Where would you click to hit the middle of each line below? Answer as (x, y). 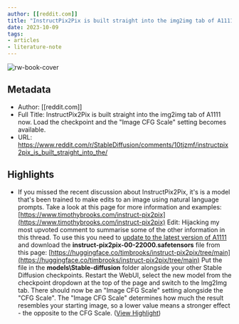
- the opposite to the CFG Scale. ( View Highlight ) (89, 313)
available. (32, 130)
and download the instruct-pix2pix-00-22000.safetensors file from (119, 245)
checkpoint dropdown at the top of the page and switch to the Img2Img (122, 283)
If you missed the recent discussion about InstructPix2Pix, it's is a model (124, 192)
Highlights (31, 175)
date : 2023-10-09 (33, 27)
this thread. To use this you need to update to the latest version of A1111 (122, 237)
